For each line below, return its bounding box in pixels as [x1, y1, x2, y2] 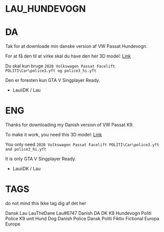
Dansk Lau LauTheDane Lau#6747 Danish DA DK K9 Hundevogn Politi [5, 210, 152, 216]
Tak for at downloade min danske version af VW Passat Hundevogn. [5, 43, 148, 49]
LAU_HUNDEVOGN [5, 3, 86, 15]
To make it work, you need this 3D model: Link [5, 132, 103, 138]
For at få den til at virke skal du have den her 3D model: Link [5, 53, 131, 59]
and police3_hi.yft [5, 147, 47, 152]
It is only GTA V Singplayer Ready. [5, 156, 76, 162]
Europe [5, 221, 20, 227]
